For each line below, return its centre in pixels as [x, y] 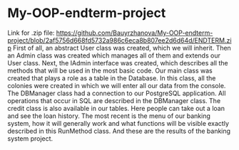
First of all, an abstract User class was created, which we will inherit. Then [122, 48]
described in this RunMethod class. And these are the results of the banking [119, 131]
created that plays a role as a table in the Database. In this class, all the [112, 78]
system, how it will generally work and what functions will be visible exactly [118, 123]
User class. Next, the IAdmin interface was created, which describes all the [118, 63]
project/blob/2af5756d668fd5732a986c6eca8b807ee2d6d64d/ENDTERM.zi [119, 40]
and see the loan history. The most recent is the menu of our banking [109, 116]
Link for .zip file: [31, 33]
